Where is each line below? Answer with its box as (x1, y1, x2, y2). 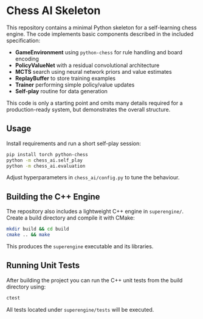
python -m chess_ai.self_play (6, 157, 83, 163)
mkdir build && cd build (6, 226, 69, 232)
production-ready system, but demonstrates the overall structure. (6, 106, 171, 113)
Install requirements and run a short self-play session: (6, 140, 142, 147)
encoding (15, 55, 40, 62)
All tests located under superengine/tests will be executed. (6, 306, 154, 313)
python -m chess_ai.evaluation (6, 163, 86, 169)
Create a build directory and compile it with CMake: (6, 214, 135, 221)
